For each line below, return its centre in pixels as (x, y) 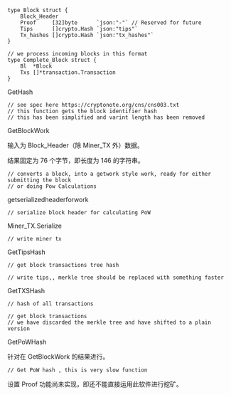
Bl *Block (36, 66)
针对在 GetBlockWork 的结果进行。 (58, 357)
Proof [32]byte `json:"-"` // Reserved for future (111, 23)
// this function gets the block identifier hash (82, 111)
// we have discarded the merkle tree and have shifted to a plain (109, 322)
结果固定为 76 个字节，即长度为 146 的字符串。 (76, 160)
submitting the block (39, 180)
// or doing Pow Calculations (52, 186)
